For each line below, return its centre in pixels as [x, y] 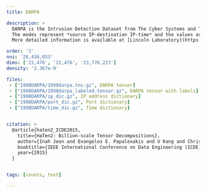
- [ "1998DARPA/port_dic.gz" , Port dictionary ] [70, 102]
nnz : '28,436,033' [30, 57]
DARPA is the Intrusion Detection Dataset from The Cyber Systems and [104, 29]
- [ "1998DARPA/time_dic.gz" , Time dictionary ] [70, 108]
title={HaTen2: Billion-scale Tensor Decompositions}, [89, 135]
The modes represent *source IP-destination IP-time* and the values [102, 34]
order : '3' [20, 51]
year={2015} [32, 153]
